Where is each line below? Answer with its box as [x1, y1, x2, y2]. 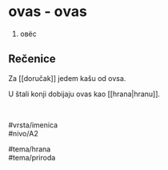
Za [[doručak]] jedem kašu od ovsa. [8, 73, 126, 83]
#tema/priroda [8, 152, 56, 162]
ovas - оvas [8, 2, 88, 21]
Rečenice [8, 52, 56, 66]
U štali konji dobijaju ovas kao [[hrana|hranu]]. [8, 89, 161, 99]
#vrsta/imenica [8, 119, 58, 130]
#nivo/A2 [8, 128, 38, 138]
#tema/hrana [8, 144, 51, 154]
